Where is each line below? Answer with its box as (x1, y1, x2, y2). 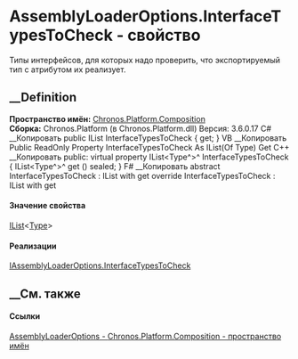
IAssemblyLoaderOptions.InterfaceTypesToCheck (9, 260, 191, 271)
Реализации (9, 241, 57, 251)
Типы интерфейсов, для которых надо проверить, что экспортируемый (9, 54, 281, 65)
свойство (127, 25, 201, 45)
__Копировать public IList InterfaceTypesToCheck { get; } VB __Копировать (9, 132, 287, 143)
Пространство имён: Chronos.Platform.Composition (9, 113, 206, 124)
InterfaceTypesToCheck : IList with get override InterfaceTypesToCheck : (9, 170, 276, 181)
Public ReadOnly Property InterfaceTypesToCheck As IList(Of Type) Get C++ (9, 142, 290, 152)
